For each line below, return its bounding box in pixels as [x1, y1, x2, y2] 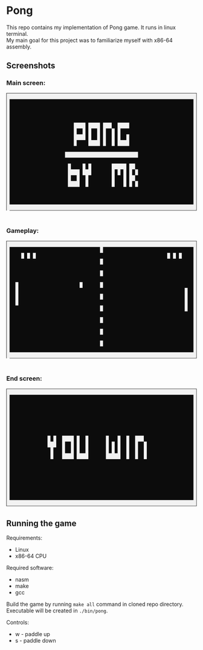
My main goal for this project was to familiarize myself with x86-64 [6, 36, 173, 44]
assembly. [6, 43, 32, 50]
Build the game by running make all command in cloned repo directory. [6, 601, 184, 608]
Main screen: [6, 79, 46, 87]
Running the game [6, 518, 77, 528]
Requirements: [6, 534, 42, 541]
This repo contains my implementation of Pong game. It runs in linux [6, 24, 176, 31]
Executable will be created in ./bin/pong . [6, 607, 108, 614]
